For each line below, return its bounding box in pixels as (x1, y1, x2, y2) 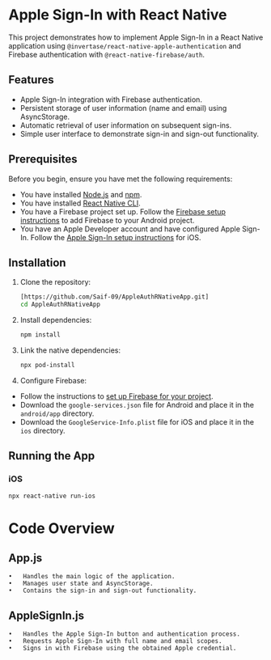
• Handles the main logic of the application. (8, 573, 176, 581)
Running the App (8, 449, 95, 463)
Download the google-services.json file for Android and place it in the (19, 400, 255, 409)
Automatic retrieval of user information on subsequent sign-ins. (19, 120, 232, 130)
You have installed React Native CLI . (19, 198, 141, 208)
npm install (19, 331, 61, 339)
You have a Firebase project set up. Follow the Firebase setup (19, 206, 227, 216)
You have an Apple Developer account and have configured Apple (19, 224, 241, 234)
